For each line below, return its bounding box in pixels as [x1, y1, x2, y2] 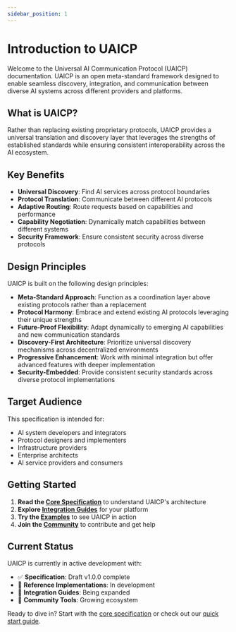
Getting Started [7, 479, 77, 491]
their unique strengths [17, 316, 82, 323]
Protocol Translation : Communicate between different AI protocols [17, 195, 213, 203]
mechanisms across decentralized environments [17, 345, 159, 354]
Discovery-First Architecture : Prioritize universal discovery [17, 338, 192, 346]
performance [17, 210, 56, 219]
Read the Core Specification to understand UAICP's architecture [17, 497, 206, 506]
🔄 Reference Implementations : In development [17, 580, 155, 590]
